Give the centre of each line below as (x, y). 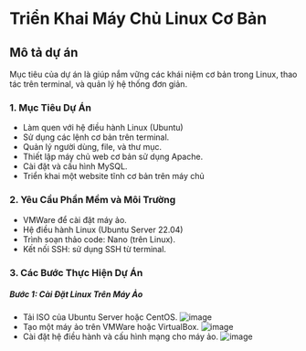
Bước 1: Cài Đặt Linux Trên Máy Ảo (76, 294)
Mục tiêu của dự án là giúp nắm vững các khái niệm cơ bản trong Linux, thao (153, 74)
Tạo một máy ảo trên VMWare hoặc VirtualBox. (111, 327)
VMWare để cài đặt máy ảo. (75, 219)
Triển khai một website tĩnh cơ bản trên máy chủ (114, 176)
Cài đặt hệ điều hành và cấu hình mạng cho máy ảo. (121, 336)
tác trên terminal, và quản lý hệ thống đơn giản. (99, 84)
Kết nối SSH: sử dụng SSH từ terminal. (95, 249)
